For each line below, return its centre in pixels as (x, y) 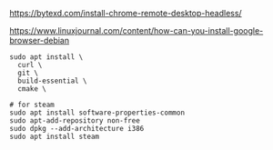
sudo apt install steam (55, 136)
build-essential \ (53, 81)
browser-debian (40, 40)
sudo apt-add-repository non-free (75, 121)
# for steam (32, 105)
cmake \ (32, 89)
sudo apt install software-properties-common (97, 113)
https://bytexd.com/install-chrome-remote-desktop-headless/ (126, 13)
